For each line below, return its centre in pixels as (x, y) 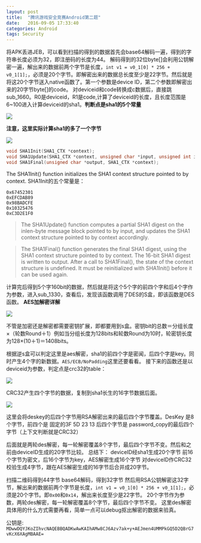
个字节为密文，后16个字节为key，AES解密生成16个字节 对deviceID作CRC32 (99, 460)
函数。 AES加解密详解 (33, 302)
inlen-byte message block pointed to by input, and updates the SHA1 (105, 231)
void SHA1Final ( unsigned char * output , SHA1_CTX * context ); (83, 162)
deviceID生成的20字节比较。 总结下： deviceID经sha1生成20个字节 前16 (105, 452)
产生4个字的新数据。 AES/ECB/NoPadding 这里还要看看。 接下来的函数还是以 (102, 361)
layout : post (22, 12)
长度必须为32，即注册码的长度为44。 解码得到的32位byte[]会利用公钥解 (105, 59)
